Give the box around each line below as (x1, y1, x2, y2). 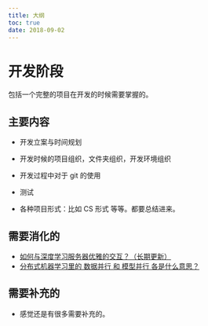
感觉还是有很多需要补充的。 (19, 309, 110, 318)
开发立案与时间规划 (19, 137, 82, 147)
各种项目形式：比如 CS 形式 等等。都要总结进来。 (19, 204, 180, 214)
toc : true (8, 19, 41, 27)
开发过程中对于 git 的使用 (19, 170, 101, 181)
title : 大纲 (8, 11, 45, 20)
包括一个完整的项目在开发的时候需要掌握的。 (8, 90, 153, 99)
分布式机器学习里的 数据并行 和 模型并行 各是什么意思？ (19, 261, 200, 271)
